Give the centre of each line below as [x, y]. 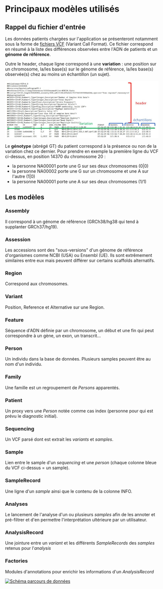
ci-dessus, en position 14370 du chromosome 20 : [55, 157]
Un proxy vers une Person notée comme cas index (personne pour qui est [79, 411]
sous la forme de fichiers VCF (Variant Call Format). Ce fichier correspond [79, 44]
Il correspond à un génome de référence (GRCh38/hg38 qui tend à [72, 222]
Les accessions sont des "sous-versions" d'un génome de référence [74, 250]
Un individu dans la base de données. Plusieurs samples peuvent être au [78, 359]
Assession [18, 239]
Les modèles [25, 197]
